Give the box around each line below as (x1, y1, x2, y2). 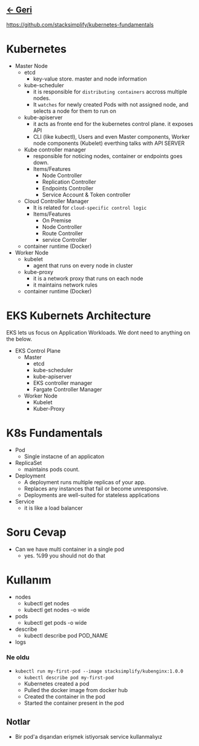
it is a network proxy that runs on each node (33, 275, 143, 282)
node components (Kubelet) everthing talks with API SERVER (33, 139, 185, 147)
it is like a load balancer (24, 504, 83, 511)
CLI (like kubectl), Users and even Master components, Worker (33, 133, 191, 140)
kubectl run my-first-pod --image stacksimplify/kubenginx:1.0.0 (15, 668, 183, 674)
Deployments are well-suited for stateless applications (24, 491, 160, 499)
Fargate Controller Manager (33, 385, 102, 393)
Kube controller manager (24, 145, 86, 153)
